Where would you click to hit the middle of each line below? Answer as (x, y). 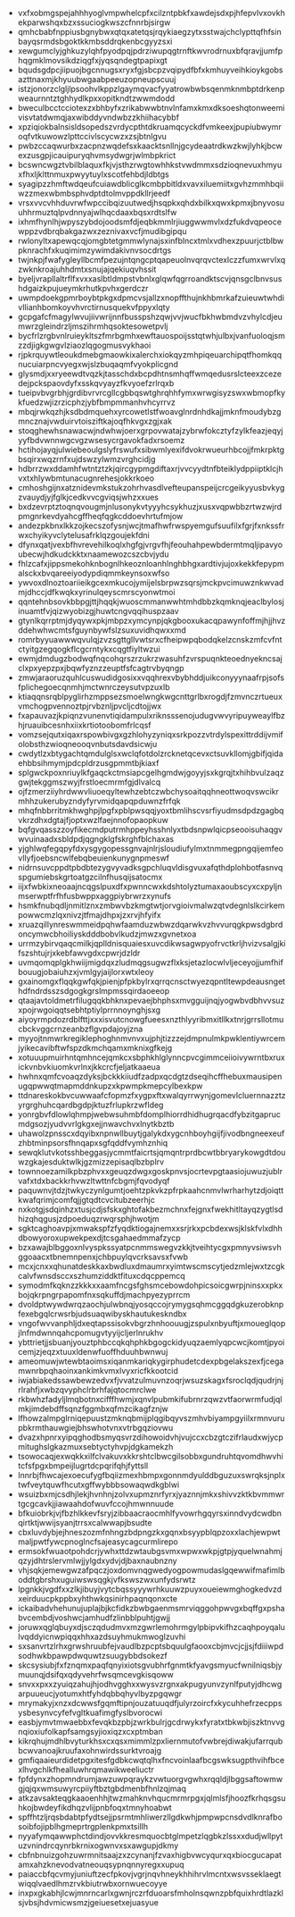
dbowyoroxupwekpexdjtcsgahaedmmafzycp (99, 1238)
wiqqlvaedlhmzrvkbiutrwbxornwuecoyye (92, 1883)
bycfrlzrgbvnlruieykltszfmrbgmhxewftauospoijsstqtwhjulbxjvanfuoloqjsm (151, 336)
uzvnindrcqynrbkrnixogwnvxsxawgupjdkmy (98, 1846)
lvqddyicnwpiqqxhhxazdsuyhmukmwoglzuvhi (102, 1636)
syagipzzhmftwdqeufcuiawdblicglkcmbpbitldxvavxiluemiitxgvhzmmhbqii (151, 184)
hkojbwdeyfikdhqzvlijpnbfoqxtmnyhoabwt (94, 1808)
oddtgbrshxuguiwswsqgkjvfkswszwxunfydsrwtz (107, 1580)
